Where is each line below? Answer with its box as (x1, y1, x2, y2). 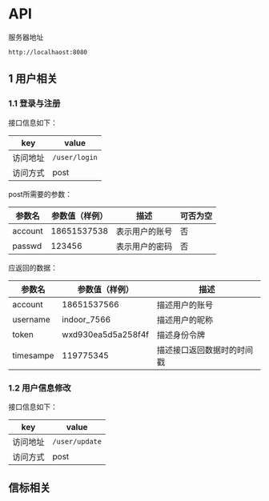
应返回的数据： (8, 263, 58, 272)
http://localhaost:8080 (8, 48, 88, 56)
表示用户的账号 (115, 226, 173, 237)
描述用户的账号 (156, 299, 214, 311)
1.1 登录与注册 (8, 98, 61, 109)
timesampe (12, 350, 54, 361)
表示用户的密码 (115, 241, 173, 252)
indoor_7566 (62, 314, 111, 325)
